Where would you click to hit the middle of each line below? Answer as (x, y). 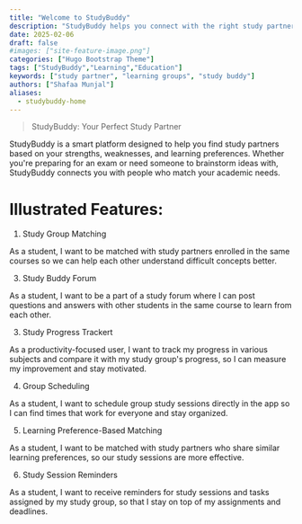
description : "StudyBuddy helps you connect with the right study (136, 26)
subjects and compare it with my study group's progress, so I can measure (148, 360)
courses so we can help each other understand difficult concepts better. (143, 261)
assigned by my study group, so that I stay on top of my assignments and (145, 502)
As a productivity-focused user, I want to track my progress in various (138, 350)
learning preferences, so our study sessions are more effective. (127, 457)
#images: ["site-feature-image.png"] (80, 51)
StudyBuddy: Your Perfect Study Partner (106, 127)
